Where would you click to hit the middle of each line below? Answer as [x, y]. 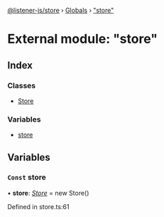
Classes [22, 85]
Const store [27, 177]
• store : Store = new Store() [48, 193]
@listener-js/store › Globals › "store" [61, 10]
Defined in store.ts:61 [38, 206]
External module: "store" [83, 39]
